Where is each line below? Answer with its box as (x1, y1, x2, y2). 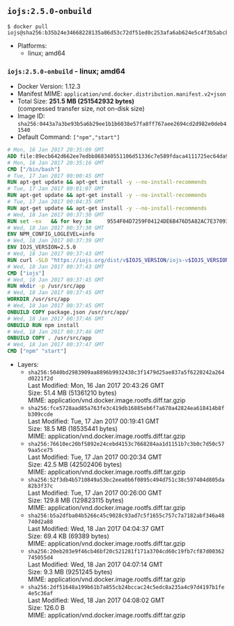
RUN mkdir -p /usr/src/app (7, 283, 86, 290)
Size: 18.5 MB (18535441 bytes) (27, 425, 118, 433)
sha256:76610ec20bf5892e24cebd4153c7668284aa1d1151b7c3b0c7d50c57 (27, 441, 225, 448)
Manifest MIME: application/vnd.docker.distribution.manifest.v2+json (17, 89, 226, 98)
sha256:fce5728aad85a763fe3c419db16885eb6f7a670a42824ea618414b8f (27, 405, 225, 412)
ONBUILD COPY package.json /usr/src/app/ (7, 308, 130, 316)
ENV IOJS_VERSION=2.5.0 (7, 244, 77, 251)
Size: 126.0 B (27, 604, 65, 612)
